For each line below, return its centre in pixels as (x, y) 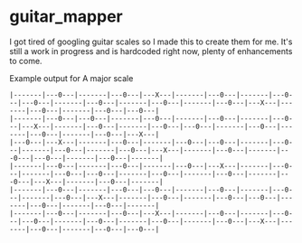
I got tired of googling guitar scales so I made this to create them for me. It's (151, 42)
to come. (26, 61)
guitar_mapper (66, 17)
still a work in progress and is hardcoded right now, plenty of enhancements (151, 51)
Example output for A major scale (71, 78)
